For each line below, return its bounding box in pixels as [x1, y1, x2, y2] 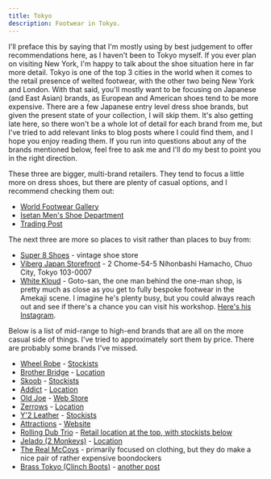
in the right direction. [8, 153, 78, 162]
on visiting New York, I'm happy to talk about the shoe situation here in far [8, 58, 254, 69]
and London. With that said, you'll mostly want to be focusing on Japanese [8, 84, 256, 94]
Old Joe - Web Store [19, 393, 89, 402]
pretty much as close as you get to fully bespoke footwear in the [19, 284, 235, 294]
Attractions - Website [19, 418, 91, 428]
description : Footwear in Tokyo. [8, 19, 121, 27]
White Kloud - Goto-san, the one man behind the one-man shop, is [19, 275, 242, 285]
